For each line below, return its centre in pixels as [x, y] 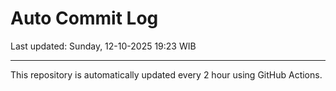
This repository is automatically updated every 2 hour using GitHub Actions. [166, 74]
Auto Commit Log [84, 18]
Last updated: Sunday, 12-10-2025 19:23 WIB [103, 46]
